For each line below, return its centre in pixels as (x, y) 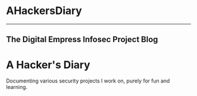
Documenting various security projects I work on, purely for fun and (88, 81)
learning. (17, 87)
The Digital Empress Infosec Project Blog (82, 40)
